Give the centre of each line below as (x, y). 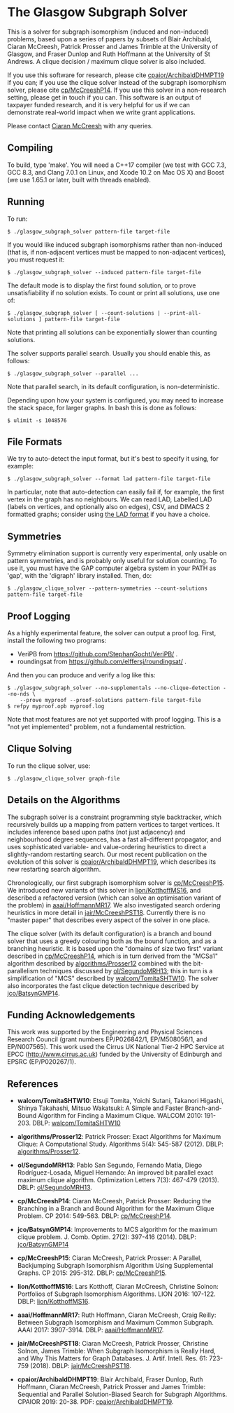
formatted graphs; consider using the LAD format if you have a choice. (109, 514)
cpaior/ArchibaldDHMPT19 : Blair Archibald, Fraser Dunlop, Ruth (110, 1379)
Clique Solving (39, 749)
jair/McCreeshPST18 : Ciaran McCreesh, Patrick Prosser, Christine (113, 1344)
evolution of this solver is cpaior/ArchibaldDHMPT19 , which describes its (112, 861)
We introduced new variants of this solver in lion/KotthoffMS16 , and (104, 890)
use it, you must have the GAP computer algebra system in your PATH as (112, 568)
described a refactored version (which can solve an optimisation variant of (114, 898)
